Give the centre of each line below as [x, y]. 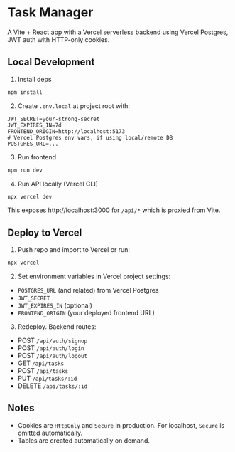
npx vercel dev [30, 196]
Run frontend [37, 157]
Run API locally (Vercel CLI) [58, 184]
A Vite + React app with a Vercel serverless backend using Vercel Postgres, [118, 32]
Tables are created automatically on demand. [84, 440]
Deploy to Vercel [45, 232]
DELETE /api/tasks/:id [53, 386]
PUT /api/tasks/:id [47, 379]
